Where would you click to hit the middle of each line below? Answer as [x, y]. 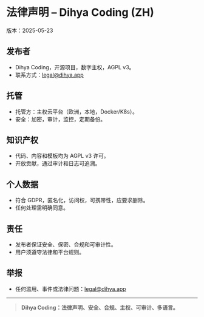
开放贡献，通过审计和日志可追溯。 [58, 163]
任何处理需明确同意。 [42, 208]
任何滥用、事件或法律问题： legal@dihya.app [70, 288]
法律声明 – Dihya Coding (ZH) [80, 12]
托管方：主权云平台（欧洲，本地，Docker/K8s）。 [76, 111]
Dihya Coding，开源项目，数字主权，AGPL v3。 [75, 67]
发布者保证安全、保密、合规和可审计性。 [66, 244]
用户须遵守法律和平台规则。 [50, 252]
